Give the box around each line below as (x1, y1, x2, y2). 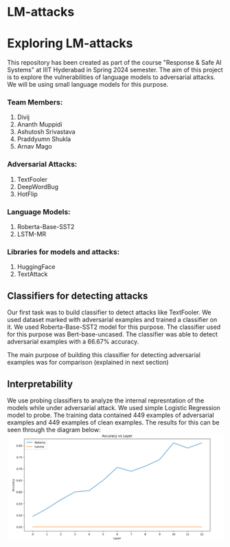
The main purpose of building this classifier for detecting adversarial (7, 351, 201, 359)
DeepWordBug (16, 182, 59, 191)
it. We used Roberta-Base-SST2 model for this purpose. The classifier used (7, 323, 221, 331)
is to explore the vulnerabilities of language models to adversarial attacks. (7, 73, 216, 81)
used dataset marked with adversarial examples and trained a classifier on (7, 316, 218, 324)
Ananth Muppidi (16, 120, 63, 129)
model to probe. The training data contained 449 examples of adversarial (7, 411, 214, 419)
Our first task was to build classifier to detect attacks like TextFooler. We (7, 308, 211, 317)
